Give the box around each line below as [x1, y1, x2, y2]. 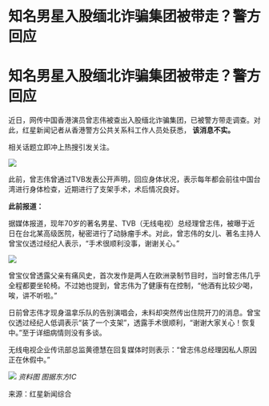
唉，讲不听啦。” [8, 290, 58, 301]
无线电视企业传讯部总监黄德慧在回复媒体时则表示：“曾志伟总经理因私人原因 [8, 345, 258, 355]
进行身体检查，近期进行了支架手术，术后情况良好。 [14, 185, 184, 194]
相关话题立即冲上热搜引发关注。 [8, 142, 114, 152]
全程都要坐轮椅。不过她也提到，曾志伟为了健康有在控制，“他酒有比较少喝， [8, 281, 258, 290]
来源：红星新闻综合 [8, 389, 72, 399]
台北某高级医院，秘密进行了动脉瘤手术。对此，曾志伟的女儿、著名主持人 [22, 229, 261, 238]
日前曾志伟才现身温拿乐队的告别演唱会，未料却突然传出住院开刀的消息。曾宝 [8, 308, 261, 318]
